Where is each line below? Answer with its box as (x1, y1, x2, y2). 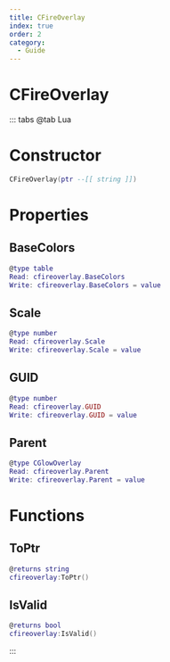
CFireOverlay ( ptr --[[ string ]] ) (9, 175, 138, 184)
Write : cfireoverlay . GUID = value (9, 410, 138, 419)
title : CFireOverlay (9, 12, 86, 22)
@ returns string (9, 564, 69, 574)
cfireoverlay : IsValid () (9, 630, 98, 639)
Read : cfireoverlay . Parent (9, 468, 109, 476)
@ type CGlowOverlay (9, 459, 82, 468)
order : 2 (9, 29, 42, 38)
